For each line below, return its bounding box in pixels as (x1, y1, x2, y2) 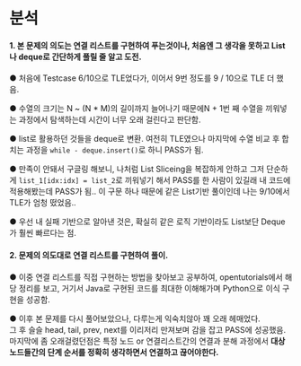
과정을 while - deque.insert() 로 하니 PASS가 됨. (25, 144, 204, 155)
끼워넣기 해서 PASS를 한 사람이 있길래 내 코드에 (124, 175, 291, 186)
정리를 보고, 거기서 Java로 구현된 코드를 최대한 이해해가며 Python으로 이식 (18, 283, 280, 293)
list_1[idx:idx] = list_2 (18, 177, 116, 186)
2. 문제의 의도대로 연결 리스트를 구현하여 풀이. (9, 249, 169, 260)
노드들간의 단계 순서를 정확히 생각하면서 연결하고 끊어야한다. (9, 346, 219, 357)
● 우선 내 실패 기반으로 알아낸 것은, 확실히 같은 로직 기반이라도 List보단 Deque (9, 216, 286, 227)
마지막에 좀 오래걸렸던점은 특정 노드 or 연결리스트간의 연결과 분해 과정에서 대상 (9, 335, 286, 346)
